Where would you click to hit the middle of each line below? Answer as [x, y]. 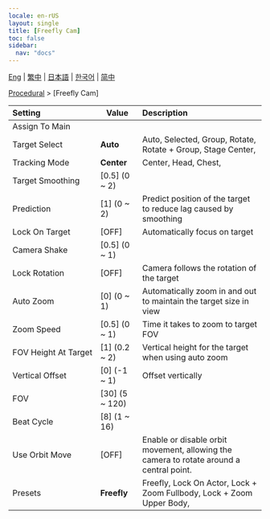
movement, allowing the [187, 450]
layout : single [34, 23]
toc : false [27, 38]
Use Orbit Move [42, 455]
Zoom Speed [37, 329]
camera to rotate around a [191, 460]
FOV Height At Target [52, 352]
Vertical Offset [39, 376]
